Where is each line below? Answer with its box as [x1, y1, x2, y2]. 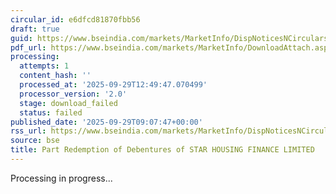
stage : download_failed [19, 98, 118, 108]
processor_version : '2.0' [19, 89, 128, 99]
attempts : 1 [19, 61, 70, 71]
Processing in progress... [10, 172, 113, 184]
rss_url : [10, 126, 47, 136]
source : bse [10, 136, 60, 146]
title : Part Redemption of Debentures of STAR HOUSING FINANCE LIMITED [10, 145, 315, 155]
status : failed [19, 107, 83, 118]
